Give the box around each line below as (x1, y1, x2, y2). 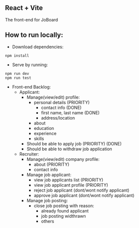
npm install (5, 53, 29, 58)
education (34, 125, 54, 131)
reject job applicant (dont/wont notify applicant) (34, 187, 130, 193)
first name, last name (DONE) (41, 109, 100, 116)
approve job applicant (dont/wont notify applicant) (34, 192, 135, 198)
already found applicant (41, 208, 89, 213)
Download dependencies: (12, 44, 64, 50)
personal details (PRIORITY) (34, 99, 90, 105)
